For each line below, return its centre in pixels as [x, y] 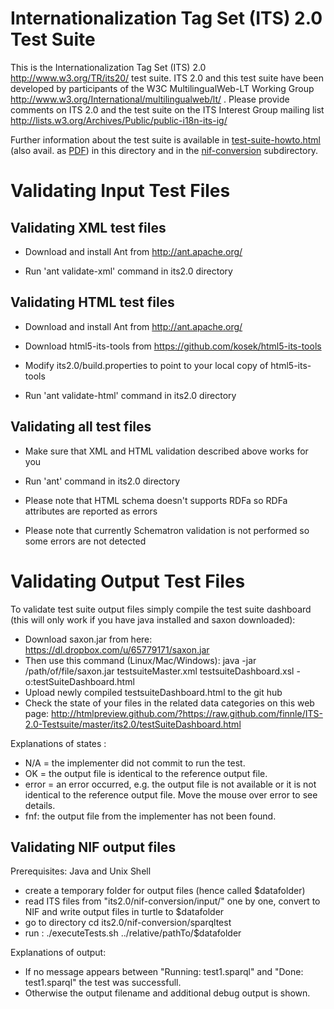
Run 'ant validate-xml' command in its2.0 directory [128, 271]
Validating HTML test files [92, 302]
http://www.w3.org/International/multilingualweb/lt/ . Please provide [150, 99]
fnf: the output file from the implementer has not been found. [150, 816]
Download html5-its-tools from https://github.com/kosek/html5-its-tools [173, 346]
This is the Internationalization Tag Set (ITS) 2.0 [108, 67]
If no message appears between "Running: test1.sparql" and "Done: [164, 972]
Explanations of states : [58, 743]
